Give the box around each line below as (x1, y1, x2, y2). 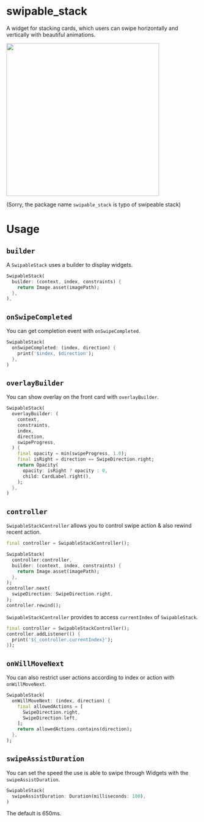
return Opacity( (17, 462, 59, 468)
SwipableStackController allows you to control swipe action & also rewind (6, 522, 192, 529)
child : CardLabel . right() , (22, 473, 92, 479)
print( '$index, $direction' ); (17, 350, 95, 357)
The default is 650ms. (6, 810, 62, 817)
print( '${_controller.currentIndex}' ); (12, 636, 114, 642)
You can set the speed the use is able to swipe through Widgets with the (6, 769, 189, 776)
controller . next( (6, 585, 51, 592)
